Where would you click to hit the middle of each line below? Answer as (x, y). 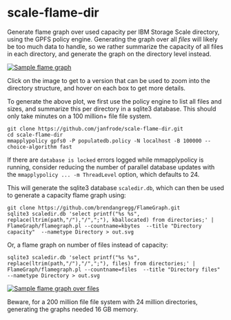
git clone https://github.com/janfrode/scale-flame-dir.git (96, 129)
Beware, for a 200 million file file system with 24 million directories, (102, 301)
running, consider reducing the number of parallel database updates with (111, 167)
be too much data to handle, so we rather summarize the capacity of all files (115, 46)
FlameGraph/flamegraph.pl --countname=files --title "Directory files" (114, 270)
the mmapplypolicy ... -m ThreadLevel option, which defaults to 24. (103, 174)
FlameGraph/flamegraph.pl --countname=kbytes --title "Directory (104, 226)
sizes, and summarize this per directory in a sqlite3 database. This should (112, 109)
